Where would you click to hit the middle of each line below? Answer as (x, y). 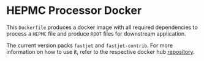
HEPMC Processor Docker (74, 11)
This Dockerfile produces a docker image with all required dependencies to (102, 27)
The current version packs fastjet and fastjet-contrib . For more (90, 45)
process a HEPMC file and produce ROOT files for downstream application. (96, 33)
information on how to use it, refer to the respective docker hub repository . (100, 51)
